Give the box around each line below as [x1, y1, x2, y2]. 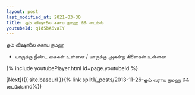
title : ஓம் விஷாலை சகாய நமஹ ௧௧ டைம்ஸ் [6, 19, 104, 25]
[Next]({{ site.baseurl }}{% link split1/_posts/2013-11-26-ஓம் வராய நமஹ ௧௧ [6, 76, 189, 83]
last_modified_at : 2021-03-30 [6, 14, 81, 20]
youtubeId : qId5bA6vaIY [6, 25, 65, 31]
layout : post [6, 8, 39, 15]
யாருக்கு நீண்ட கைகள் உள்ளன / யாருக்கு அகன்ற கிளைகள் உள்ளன [14, 53, 166, 60]
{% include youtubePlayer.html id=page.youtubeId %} [6, 65, 139, 72]
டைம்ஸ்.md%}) [6, 83, 42, 90]
